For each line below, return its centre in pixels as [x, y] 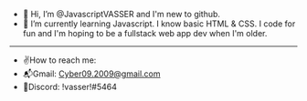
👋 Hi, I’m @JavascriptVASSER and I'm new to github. [122, 14]
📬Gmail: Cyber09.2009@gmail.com [92, 74]
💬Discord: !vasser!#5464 [69, 87]
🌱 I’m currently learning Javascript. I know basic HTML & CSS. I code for [159, 24]
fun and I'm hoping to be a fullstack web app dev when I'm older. [145, 33]
